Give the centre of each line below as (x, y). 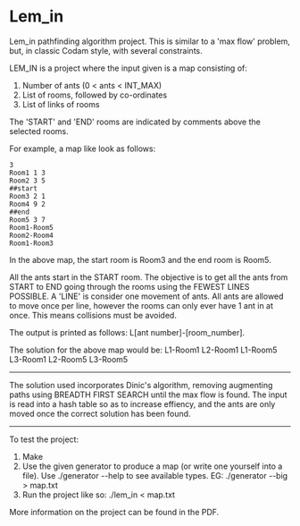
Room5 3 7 (28, 220)
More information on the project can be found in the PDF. (114, 512)
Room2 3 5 (28, 181)
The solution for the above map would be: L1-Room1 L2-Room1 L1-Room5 (143, 350)
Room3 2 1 (28, 196)
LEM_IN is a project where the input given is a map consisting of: (128, 68)
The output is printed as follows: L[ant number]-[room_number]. (127, 332)
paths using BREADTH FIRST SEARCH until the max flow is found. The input (148, 394)
